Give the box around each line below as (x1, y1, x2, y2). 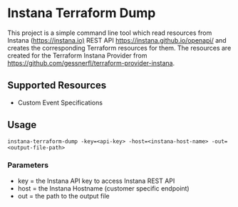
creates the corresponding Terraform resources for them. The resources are (7, 43, 232, 52)
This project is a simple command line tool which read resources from (7, 28, 212, 37)
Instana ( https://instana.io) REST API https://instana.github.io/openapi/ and (7, 36, 227, 44)
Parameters (7, 160, 48, 170)
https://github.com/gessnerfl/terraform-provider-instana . (7, 58, 175, 67)
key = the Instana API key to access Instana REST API (17, 176, 175, 185)
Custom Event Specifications (17, 98, 103, 107)
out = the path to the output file (17, 191, 110, 200)
